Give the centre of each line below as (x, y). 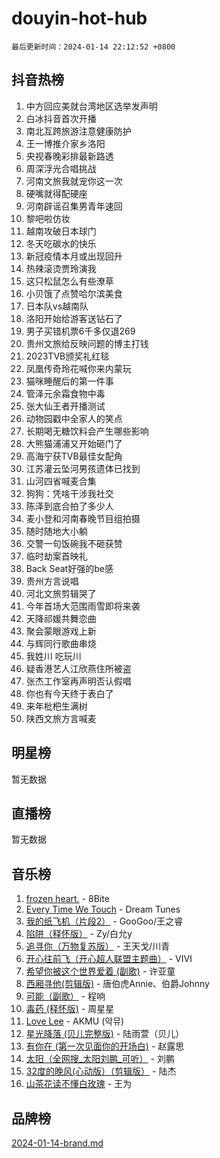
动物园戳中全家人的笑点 (74, 418)
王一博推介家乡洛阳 (65, 143)
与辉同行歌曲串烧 (61, 643)
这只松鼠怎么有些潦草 (69, 281)
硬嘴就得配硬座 (56, 193)
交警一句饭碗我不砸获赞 (74, 543)
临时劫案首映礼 (56, 556)
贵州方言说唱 (52, 581)
